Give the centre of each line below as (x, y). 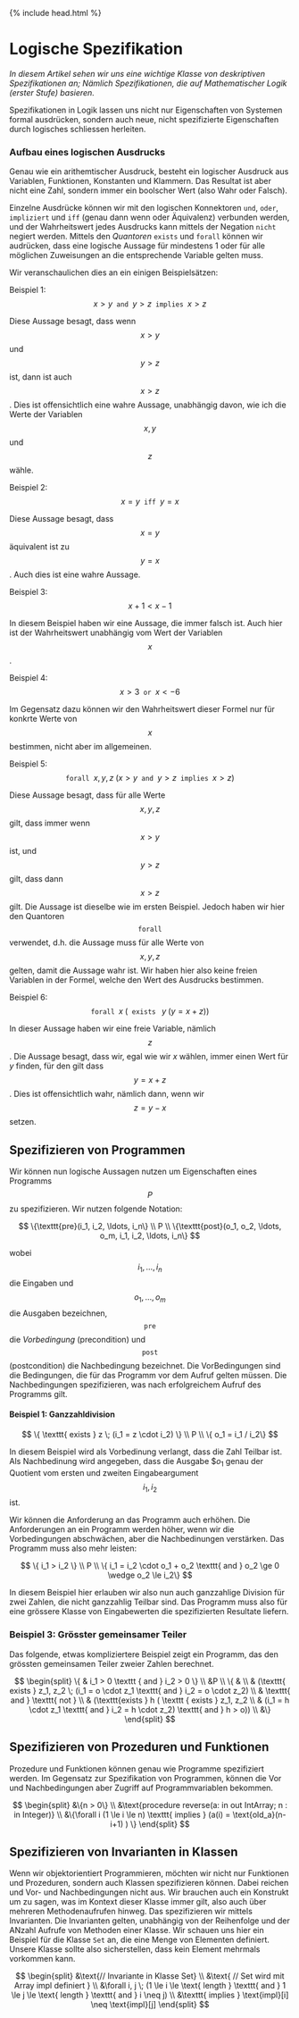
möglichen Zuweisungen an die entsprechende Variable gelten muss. (137, 255)
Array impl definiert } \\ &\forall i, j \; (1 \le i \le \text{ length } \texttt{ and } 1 (150, 1986)
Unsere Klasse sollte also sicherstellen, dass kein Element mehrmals (135, 1949)
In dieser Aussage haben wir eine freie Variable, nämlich (113, 1029)
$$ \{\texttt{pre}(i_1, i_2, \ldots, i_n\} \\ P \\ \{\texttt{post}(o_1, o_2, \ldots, (150, 1227)
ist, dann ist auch (41, 377)
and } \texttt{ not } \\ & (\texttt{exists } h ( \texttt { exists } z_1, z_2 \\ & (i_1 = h (150, 1700)
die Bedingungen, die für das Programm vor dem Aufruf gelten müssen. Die (148, 1375)
